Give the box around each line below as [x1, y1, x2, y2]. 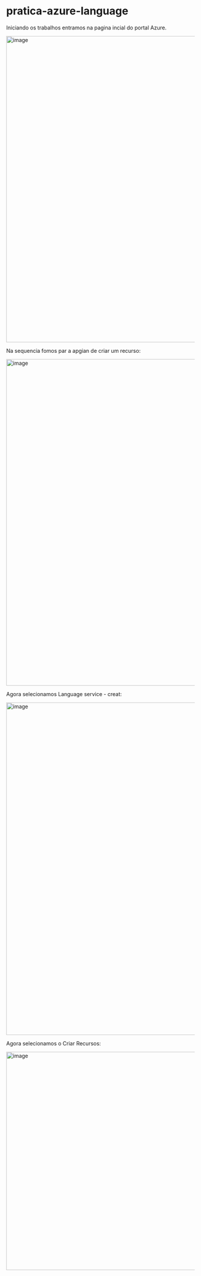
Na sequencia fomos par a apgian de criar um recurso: [6, 347, 141, 354]
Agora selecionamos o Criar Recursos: [6, 1039, 101, 1047]
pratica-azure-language [6, 4, 129, 18]
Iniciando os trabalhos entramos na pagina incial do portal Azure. [6, 24, 167, 31]
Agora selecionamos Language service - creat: [6, 690, 122, 697]
